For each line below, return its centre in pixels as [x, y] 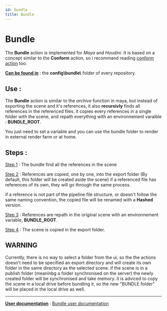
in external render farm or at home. [41, 137]
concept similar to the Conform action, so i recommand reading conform [80, 58]
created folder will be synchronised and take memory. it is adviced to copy [82, 278]
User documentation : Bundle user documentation [57, 303]
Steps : [16, 153]
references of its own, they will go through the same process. [68, 185]
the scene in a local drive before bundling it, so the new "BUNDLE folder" [80, 284]
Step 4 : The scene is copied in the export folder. [55, 230]
